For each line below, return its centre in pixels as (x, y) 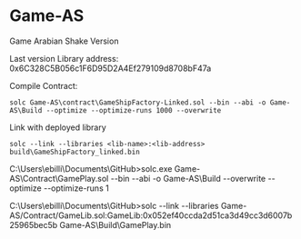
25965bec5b (34, 224)
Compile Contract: (44, 85)
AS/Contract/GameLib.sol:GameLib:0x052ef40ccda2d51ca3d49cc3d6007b (151, 215)
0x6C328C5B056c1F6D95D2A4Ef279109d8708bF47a (110, 68)
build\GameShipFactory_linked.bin (75, 152)
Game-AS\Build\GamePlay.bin (115, 224)
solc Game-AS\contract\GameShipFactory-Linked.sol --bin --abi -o (138, 102)
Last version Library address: (64, 58)
